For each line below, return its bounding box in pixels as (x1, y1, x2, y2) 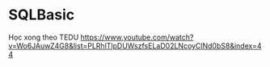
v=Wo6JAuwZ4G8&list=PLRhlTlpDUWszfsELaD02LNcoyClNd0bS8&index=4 (8, 40, 262, 50)
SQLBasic (8, 6, 75, 24)
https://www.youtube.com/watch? (80, 32, 194, 42)
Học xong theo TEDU (8, 32, 79, 42)
